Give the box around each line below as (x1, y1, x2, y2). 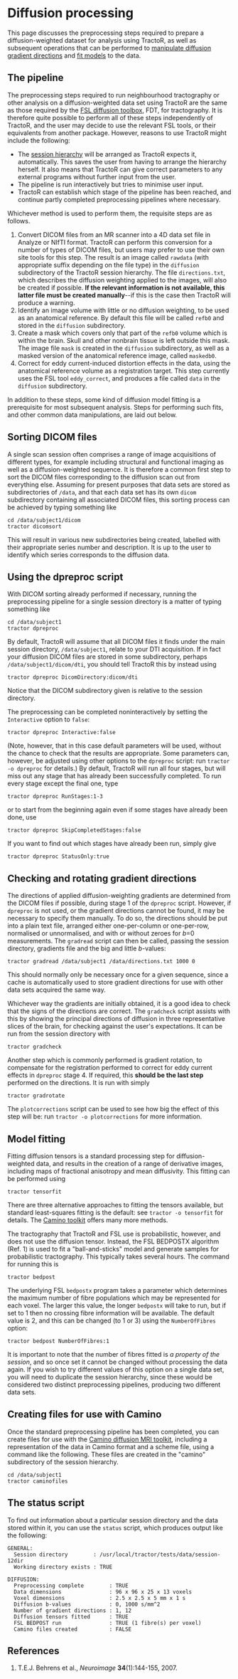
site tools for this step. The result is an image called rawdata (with (17, 253, 210, 261)
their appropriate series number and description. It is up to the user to (7, 543, 212, 551)
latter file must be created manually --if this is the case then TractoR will (17, 290, 231, 300)
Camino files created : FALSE (13, 1626, 132, 1633)
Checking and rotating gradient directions (7, 872, 197, 884)
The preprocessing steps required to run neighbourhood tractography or (7, 90, 220, 99)
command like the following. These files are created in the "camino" (7, 1450, 206, 1458)
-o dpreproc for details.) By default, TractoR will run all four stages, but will (7, 764, 226, 773)
